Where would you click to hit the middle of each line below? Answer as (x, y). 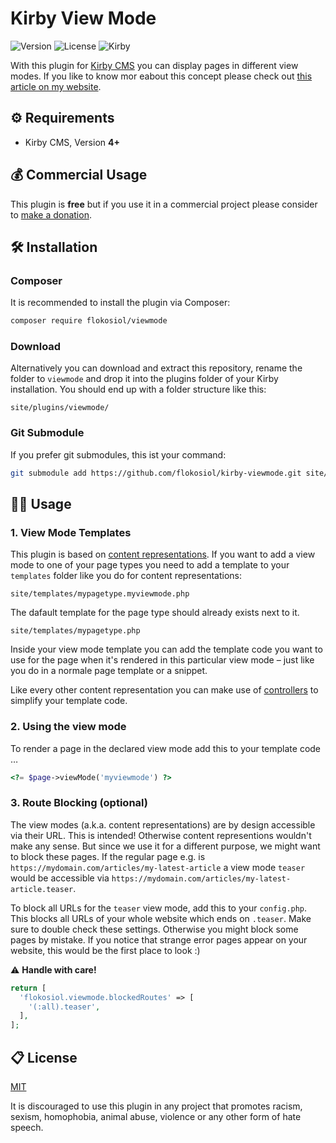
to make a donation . (51, 214)
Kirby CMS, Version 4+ (72, 142)
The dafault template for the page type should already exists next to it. (155, 613)
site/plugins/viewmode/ (60, 408)
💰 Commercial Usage (79, 175)
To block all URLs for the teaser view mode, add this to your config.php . (159, 908)
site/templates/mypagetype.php (75, 631)
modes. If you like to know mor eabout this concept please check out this (161, 76)
